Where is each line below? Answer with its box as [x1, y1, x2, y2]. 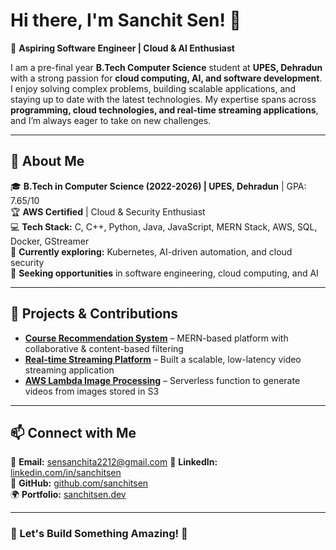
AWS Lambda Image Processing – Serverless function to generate [24, 374, 301, 386]
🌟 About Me [10, 153, 85, 170]
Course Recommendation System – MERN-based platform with [24, 332, 289, 344]
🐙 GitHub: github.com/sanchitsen [10, 477, 149, 489]
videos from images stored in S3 [24, 385, 160, 397]
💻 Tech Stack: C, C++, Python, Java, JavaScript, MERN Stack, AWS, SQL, [10, 220, 318, 233]
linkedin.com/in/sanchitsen [10, 467, 122, 479]
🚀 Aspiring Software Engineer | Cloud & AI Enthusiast [10, 42, 235, 54]
